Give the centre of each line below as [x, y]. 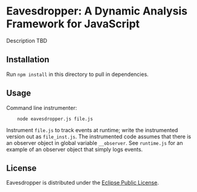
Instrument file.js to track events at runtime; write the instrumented [92, 130]
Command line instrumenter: [42, 107]
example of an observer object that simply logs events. [75, 149]
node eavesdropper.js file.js [55, 119]
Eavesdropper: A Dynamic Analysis [97, 11]
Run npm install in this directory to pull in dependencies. [78, 74]
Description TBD [27, 40]
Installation [28, 59]
